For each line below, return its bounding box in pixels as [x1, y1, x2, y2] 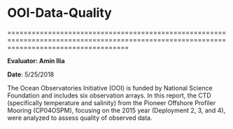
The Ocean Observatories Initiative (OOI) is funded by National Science [7, 83, 213, 92]
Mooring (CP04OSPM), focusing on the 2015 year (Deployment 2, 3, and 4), [7, 106, 226, 114]
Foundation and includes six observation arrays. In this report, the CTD [7, 91, 211, 100]
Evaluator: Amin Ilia [7, 56, 65, 64]
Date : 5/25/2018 [7, 70, 55, 79]
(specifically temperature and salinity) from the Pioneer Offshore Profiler [7, 98, 216, 107]
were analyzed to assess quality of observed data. [7, 114, 153, 122]
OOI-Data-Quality [7, 5, 112, 21]
